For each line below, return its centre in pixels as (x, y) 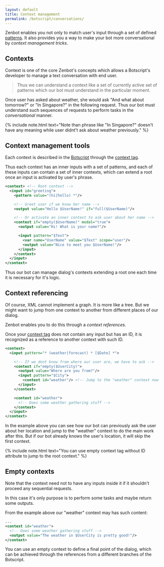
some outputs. (20, 503)
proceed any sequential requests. (39, 488)
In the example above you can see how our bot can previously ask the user (81, 426)
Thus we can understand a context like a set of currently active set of (87, 85)
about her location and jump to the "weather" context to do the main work (80, 431)
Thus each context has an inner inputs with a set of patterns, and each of (79, 167)
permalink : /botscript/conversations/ (45, 19)
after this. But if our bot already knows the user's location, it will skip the (78, 436)
